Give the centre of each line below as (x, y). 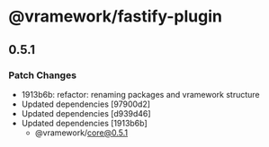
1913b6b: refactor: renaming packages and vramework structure (140, 94)
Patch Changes (43, 75)
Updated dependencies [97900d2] (85, 104)
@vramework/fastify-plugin (115, 17)
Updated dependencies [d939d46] (86, 113)
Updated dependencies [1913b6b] (84, 123)
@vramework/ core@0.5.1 (81, 133)
